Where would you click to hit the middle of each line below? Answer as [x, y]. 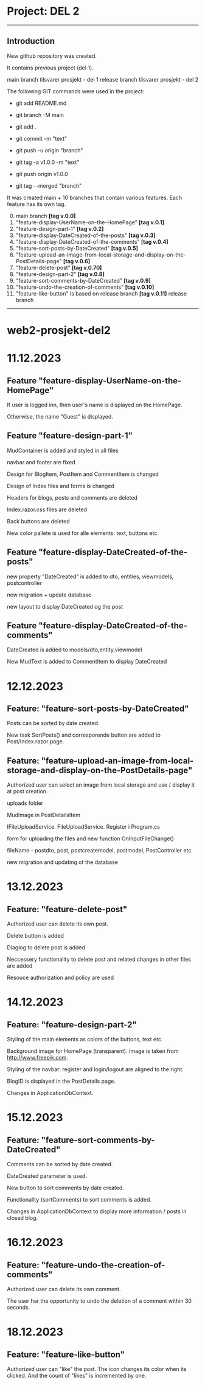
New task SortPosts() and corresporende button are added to [84, 735]
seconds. [19, 1308]
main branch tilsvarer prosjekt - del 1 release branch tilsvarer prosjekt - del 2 [103, 79]
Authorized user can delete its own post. [58, 924]
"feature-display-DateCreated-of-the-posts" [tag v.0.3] [85, 235]
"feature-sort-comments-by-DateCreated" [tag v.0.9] [83, 280]
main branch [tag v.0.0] [46, 216]
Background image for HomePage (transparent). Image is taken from [93, 1051]
